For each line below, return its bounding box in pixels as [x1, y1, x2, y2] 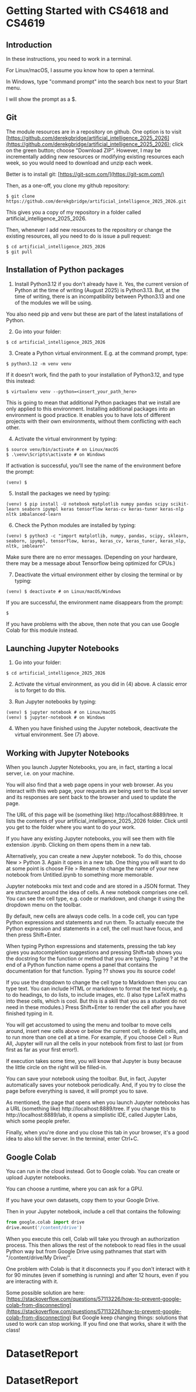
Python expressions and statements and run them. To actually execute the [6, 919, 184, 926]
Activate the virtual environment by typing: [14, 435, 117, 442]
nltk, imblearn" [6, 543, 45, 549]
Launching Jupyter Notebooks [6, 644, 120, 654]
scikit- [170, 501, 190, 507]
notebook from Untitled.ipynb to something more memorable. [6, 871, 153, 878]
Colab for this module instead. [6, 627, 79, 634]
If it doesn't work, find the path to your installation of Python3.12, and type [6, 371, 184, 378]
